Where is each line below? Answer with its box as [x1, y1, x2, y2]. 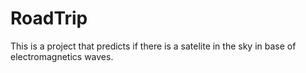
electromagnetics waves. [10, 50, 114, 62]
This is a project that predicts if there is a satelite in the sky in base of [10, 40, 297, 52]
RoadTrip [10, 7, 88, 30]
